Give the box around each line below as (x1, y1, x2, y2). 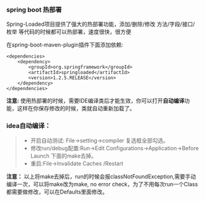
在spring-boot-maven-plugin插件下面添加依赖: (6, 41, 124, 48)
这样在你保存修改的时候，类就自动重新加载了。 (17, 105, 135, 112)
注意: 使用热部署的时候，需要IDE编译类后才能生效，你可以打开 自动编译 (6, 97, 185, 105)
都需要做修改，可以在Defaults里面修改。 (6, 188, 108, 195)
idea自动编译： (6, 121, 51, 130)
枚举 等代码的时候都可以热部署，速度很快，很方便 (6, 28, 132, 36)
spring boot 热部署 (6, 5, 62, 13)
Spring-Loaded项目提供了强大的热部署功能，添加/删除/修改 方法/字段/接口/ (6, 20, 195, 28)
